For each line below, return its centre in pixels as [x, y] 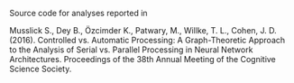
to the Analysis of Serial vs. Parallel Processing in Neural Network [131, 50]
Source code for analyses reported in [78, 13]
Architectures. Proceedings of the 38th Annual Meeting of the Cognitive [143, 59]
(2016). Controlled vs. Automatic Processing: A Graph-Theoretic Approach [147, 40]
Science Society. [41, 69]
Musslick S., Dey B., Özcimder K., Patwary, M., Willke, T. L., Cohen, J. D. [143, 30]
